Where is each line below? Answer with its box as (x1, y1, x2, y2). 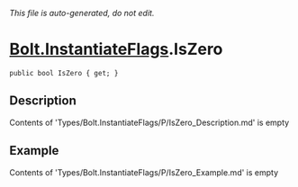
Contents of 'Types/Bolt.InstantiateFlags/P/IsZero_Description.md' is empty (9, 117, 290, 128)
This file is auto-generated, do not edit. (9, 8, 155, 18)
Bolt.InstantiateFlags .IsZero (9, 40, 223, 59)
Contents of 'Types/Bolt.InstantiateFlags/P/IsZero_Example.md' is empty (9, 166, 279, 178)
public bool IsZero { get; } (9, 68, 119, 77)
